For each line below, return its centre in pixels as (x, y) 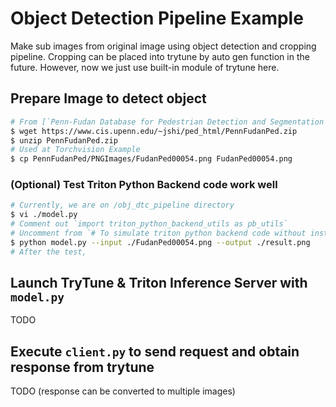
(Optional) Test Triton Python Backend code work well (144, 185)
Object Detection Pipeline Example (157, 18)
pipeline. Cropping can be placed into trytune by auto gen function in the (160, 56)
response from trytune (82, 367)
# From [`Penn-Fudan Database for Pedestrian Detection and (138, 122)
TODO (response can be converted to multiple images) (123, 391)
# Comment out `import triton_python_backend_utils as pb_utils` (149, 224)
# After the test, (48, 252)
